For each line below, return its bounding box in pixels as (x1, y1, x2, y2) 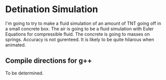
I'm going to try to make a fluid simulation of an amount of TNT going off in (5, 20, 161, 26)
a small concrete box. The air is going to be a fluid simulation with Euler (5, 25, 154, 31)
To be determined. (5, 70, 44, 76)
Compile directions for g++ (5, 57, 92, 65)
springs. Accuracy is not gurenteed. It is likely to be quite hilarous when (5, 36, 154, 43)
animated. (5, 42, 26, 48)
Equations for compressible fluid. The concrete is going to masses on (5, 31, 150, 37)
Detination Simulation (5, 4, 98, 15)
